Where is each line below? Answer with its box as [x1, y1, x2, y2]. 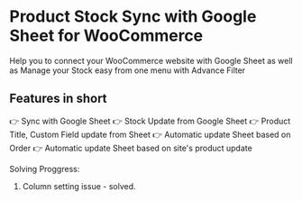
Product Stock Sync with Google [9, 6, 257, 27]
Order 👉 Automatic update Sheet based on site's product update [9, 142, 252, 153]
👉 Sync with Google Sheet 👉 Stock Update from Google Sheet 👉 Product [9, 115, 291, 126]
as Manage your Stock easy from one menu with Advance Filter [9, 65, 246, 76]
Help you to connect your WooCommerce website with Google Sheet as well [9, 55, 293, 66]
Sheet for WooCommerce [9, 25, 204, 46]
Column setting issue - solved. [22, 180, 136, 191]
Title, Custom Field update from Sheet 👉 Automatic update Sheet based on [9, 129, 291, 140]
